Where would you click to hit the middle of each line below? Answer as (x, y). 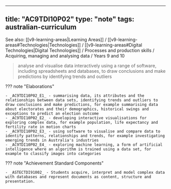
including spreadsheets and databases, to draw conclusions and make (92, 71)
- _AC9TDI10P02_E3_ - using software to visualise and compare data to (83, 131)
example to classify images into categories (53, 153)
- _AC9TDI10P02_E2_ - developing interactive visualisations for (76, 118)
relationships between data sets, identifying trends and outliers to (82, 100)
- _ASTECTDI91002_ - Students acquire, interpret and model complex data (85, 172)
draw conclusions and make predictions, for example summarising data (82, 104)
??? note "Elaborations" (30, 86)
